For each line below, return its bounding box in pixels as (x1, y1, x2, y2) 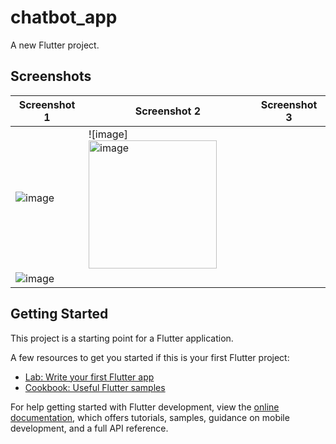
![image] (88, 127, 129, 141)
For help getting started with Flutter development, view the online (10, 401, 280, 413)
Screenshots (10, 68, 92, 85)
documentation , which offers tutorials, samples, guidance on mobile (10, 411, 290, 423)
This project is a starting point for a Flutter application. (10, 332, 234, 344)
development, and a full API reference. (10, 422, 169, 434)
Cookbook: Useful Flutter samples (24, 381, 166, 393)
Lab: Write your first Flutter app (24, 371, 155, 383)
